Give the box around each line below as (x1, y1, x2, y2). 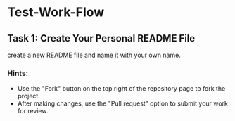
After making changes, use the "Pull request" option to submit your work (17, 99, 229, 108)
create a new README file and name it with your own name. (7, 51, 181, 59)
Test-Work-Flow (7, 4, 105, 20)
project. (17, 92, 40, 101)
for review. (17, 107, 49, 115)
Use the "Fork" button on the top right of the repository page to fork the (17, 84, 226, 93)
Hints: (7, 68, 29, 78)
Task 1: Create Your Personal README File (7, 32, 196, 44)
